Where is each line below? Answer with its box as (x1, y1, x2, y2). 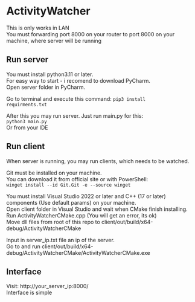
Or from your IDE (6, 124, 48, 131)
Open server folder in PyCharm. (6, 83, 86, 91)
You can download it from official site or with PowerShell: (6, 175, 149, 182)
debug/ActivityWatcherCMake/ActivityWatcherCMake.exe (6, 249, 150, 256)
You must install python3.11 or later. (6, 71, 94, 78)
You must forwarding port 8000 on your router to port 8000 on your (6, 30, 175, 37)
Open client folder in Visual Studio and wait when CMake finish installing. (6, 205, 188, 213)
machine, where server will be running (6, 37, 101, 44)
